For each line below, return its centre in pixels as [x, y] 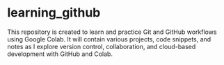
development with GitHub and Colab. [60, 54]
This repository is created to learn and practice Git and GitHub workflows [112, 32]
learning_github [54, 13]
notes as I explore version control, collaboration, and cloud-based [102, 46]
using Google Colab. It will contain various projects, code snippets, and [109, 39]
